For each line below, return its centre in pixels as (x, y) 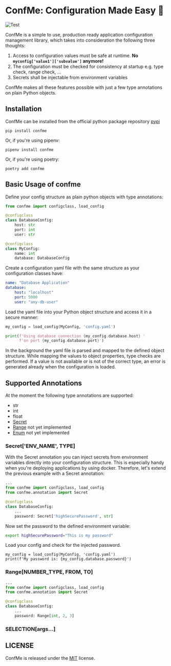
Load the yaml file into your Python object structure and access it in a (79, 312)
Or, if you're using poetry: (33, 159)
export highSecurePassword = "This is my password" (59, 535)
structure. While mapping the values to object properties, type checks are (83, 356)
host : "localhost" (34, 292)
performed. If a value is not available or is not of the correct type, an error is (85, 361)
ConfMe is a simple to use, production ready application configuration (79, 34)
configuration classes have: (35, 273)
